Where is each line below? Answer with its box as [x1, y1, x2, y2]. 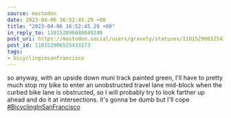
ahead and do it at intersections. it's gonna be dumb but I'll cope [7, 95, 190, 104]
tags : [7, 49, 23, 56]
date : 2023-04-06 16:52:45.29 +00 [7, 16, 107, 23]
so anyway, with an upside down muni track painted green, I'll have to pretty [7, 73, 223, 82]
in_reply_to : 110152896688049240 [7, 29, 103, 36]
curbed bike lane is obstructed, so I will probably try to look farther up [7, 88, 205, 96]
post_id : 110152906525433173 [7, 42, 91, 49]
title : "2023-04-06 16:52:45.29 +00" [7, 23, 115, 29]
